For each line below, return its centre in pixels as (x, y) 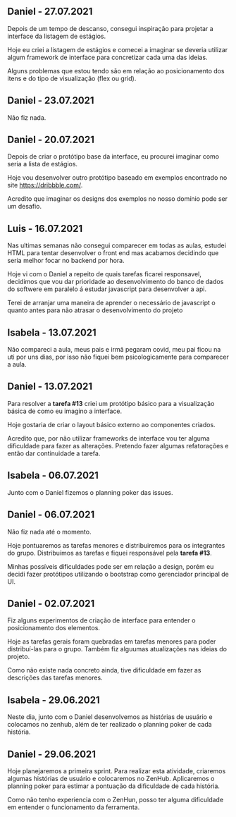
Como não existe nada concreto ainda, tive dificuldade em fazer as (104, 670)
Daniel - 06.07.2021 (51, 515)
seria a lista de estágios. (43, 164)
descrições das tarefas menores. (55, 678)
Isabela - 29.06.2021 (54, 700)
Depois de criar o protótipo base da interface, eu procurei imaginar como (113, 156)
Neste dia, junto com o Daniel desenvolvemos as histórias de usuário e (110, 717)
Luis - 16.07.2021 (45, 228)
